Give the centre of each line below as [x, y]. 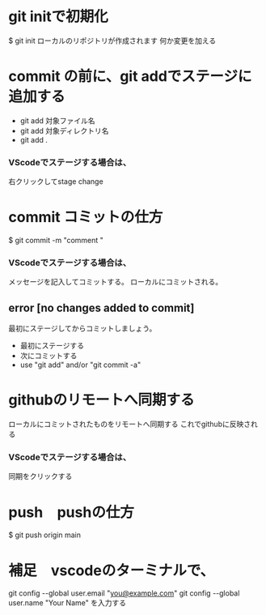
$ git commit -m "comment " [56, 241]
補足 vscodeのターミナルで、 [112, 570]
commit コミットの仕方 [86, 218]
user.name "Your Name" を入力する [68, 603]
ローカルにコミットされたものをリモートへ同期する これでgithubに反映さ [130, 424]
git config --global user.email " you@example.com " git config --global [124, 593]
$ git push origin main [45, 535]
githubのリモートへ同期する [102, 400]
